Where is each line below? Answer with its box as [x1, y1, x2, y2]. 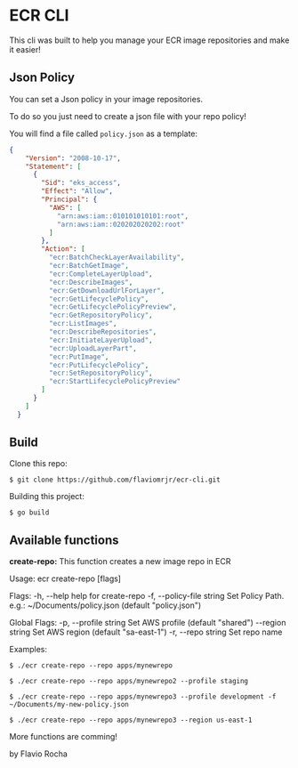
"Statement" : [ [25, 162, 82, 171]
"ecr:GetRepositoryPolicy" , [48, 311, 153, 320]
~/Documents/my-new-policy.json [9, 700, 129, 709]
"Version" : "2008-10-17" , [25, 153, 122, 163]
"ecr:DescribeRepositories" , [48, 327, 157, 336]
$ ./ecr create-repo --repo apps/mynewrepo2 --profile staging [9, 677, 249, 686]
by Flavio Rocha [9, 748, 68, 759]
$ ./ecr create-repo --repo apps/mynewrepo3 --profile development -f [9, 692, 277, 701]
